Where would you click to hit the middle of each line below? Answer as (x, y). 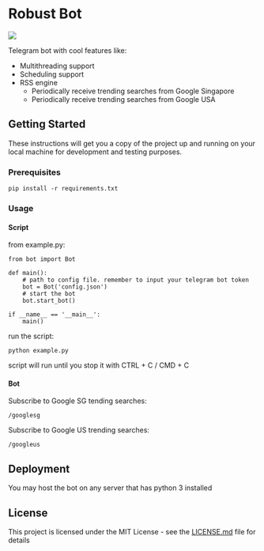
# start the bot (49, 294)
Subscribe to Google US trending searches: (79, 430)
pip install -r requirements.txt (63, 189)
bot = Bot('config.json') (65, 287)
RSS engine (38, 82)
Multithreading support (57, 66)
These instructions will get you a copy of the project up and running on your (132, 143)
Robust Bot (45, 14)
